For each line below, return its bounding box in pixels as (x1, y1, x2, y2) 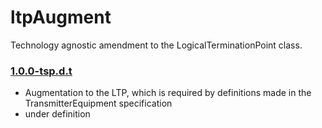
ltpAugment (10, 6, 112, 29)
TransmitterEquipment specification (24, 97, 173, 110)
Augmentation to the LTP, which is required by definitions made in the (24, 87, 312, 99)
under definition (24, 108, 91, 120)
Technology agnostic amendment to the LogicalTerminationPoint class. (10, 39, 303, 51)
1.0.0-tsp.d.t (10, 64, 73, 78)
